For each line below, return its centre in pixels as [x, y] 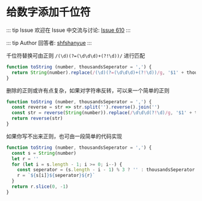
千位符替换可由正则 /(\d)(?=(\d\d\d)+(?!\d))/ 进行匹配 [76, 55]
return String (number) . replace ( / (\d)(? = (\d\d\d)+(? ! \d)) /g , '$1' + [98, 73]
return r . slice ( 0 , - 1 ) [40, 187]
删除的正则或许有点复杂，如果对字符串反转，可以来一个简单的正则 [88, 90]
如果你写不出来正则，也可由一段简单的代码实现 [64, 136]
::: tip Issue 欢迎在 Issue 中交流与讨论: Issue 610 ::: [69, 30]
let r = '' [25, 159]
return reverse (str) [37, 118]
